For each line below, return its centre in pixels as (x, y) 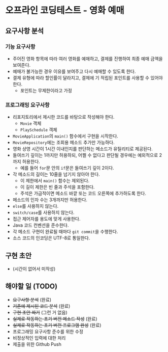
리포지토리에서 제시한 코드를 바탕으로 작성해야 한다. (63, 117)
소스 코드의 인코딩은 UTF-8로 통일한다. (51, 238)
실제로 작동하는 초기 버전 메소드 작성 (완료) (55, 318)
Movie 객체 (31, 123)
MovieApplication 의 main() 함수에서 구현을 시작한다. (65, 136)
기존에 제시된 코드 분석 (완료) (41, 306)
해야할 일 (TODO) (31, 287)
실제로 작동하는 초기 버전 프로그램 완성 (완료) (57, 325)
